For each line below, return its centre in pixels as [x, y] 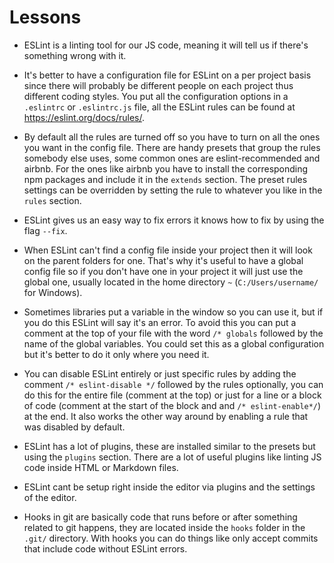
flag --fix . [45, 230]
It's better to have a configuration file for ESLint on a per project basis [167, 75]
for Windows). [53, 292]
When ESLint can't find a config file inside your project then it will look [168, 250]
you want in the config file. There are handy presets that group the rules [172, 147]
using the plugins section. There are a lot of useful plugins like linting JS [172, 457]
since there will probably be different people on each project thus [158, 85]
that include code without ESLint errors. [105, 548]
